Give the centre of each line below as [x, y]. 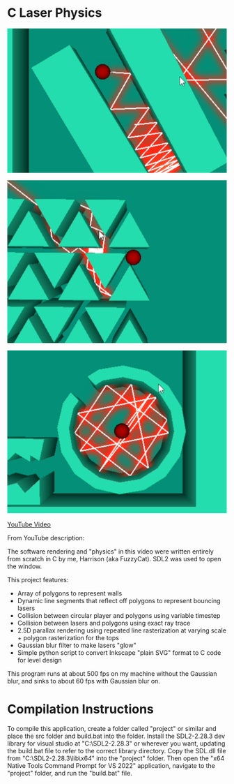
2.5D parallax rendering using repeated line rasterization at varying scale [122, 630]
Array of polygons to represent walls [70, 593]
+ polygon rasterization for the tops [68, 638]
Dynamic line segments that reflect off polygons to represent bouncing [119, 601]
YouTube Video [29, 524]
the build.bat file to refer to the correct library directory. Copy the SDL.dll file [117, 751]
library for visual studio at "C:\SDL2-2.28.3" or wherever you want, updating [116, 744]
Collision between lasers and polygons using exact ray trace [104, 623]
